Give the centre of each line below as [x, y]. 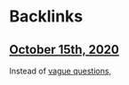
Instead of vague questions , [60, 71]
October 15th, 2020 [64, 50]
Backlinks [46, 17]
